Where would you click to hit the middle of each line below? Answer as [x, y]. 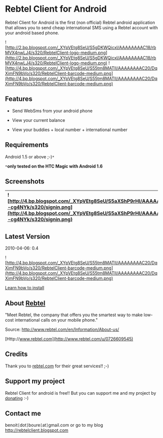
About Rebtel [25, 303]
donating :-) [17, 398]
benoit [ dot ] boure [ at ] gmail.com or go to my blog [54, 425]
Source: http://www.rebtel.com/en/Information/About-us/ [62, 329]
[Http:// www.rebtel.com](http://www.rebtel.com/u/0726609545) [69, 339]
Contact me [23, 413]
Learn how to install [25, 288]
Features [19, 99]
